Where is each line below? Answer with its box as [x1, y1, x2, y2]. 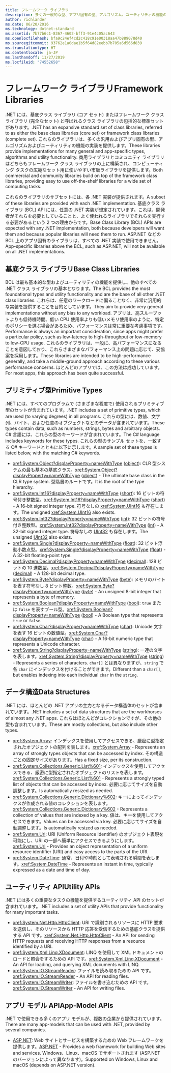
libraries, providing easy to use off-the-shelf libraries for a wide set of [5, 178, 152, 184]
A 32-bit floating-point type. [12, 552, 72, 558]
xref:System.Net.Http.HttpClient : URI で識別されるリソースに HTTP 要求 [12, 919, 163, 926]
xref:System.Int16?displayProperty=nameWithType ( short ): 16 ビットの [12, 490, 160, 496]
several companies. [5, 1027, 46, 1033]
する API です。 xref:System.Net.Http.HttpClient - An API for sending [12, 932, 155, 939]
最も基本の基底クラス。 [26, 467, 75, 473]
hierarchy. [12, 484, 34, 490]
